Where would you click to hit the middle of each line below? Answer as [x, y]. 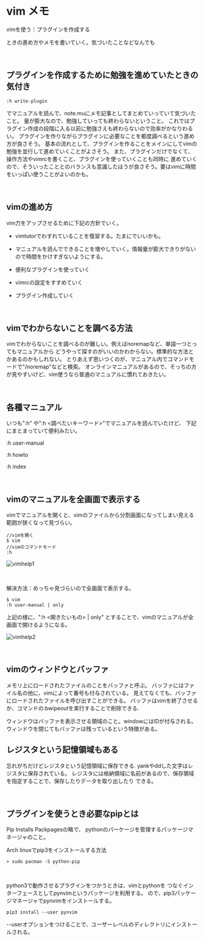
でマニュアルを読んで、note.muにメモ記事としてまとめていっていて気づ [96, 113]
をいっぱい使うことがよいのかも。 [49, 174]
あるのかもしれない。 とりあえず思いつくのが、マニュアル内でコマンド [100, 359]
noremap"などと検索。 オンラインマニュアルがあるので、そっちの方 [111, 367]
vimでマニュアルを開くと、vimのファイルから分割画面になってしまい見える [100, 515]
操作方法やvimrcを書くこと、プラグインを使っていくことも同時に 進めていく [102, 159]
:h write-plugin [27, 101]
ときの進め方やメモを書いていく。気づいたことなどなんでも [81, 42]
